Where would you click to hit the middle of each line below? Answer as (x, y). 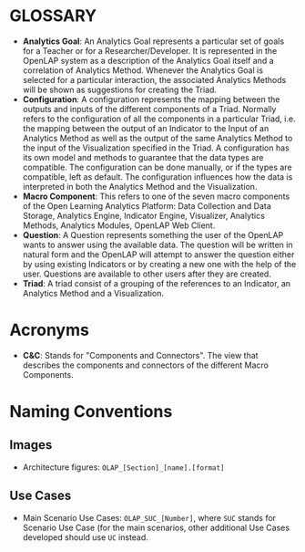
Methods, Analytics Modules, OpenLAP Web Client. (119, 225)
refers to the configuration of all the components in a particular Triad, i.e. (159, 119)
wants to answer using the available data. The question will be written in (158, 245)
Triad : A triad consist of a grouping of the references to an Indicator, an (157, 283)
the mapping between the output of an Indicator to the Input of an (146, 128)
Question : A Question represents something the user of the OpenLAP (153, 234)
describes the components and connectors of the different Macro (145, 365)
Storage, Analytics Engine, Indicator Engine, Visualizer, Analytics (144, 215)
